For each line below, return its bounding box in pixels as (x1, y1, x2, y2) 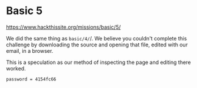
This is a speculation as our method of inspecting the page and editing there (6, 59, 191, 66)
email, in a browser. (6, 47, 54, 54)
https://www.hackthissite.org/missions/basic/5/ (6, 23, 121, 31)
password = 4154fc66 (6, 76, 57, 82)
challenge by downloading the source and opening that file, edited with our (6, 41, 188, 48)
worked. (6, 65, 26, 72)
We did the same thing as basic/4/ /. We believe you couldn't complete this (6, 35, 187, 42)
